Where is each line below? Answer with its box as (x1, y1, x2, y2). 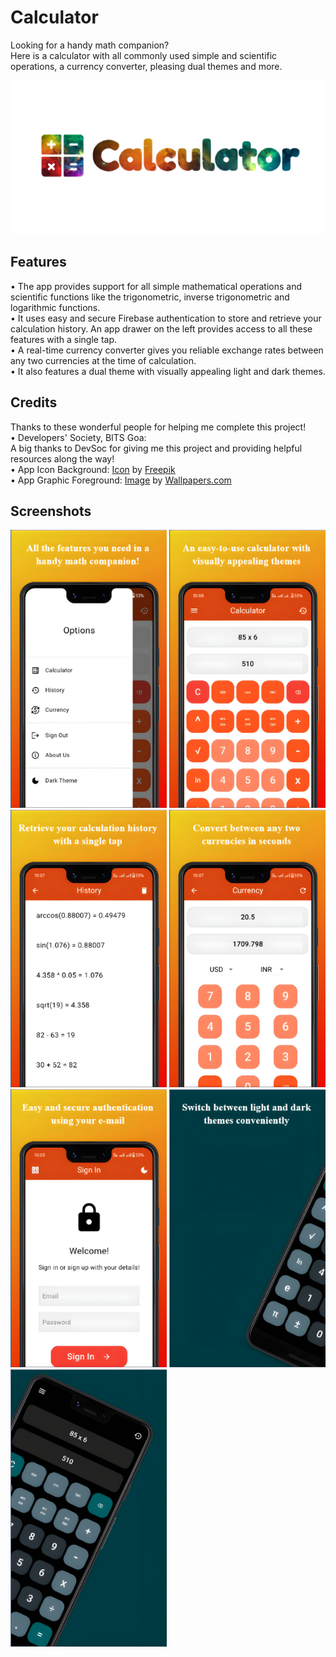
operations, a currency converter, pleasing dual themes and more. (10, 60, 283, 72)
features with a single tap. (10, 333, 118, 345)
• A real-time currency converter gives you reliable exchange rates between (10, 344, 324, 356)
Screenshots (10, 503, 92, 520)
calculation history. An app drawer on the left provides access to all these (10, 322, 313, 335)
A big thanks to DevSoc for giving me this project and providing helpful (10, 442, 303, 454)
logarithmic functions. (10, 301, 101, 313)
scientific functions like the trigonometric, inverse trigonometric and (10, 291, 290, 303)
